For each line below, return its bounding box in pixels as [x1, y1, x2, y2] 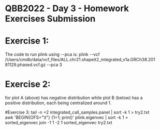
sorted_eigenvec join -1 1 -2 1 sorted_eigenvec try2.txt [5, 120, 113, 126]
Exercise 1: [5, 35, 49, 47]
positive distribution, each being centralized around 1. [5, 100, 112, 106]
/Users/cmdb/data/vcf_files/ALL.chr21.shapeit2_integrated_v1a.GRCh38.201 [5, 57, 156, 63]
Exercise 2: [5, 79, 51, 90]
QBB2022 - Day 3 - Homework [5, 3, 129, 14]
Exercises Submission [5, 13, 96, 24]
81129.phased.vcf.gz [5, 62, 46, 68]
